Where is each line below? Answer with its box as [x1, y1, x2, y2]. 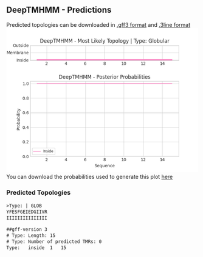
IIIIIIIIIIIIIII [6, 215, 47, 222]
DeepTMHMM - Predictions [6, 5, 112, 15]
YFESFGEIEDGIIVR [6, 209, 47, 215]
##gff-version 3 [6, 226, 47, 233]
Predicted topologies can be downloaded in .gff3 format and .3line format [6, 21, 191, 28]
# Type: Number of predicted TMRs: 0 [6, 239, 102, 245]
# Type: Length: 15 [6, 233, 56, 239]
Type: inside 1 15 [6, 245, 67, 251]
